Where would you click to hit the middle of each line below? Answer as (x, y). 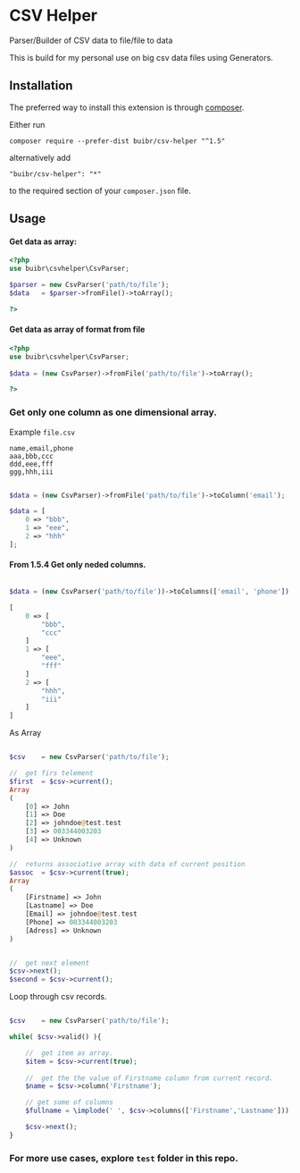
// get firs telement (51, 773)
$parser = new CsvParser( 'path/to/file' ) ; (89, 285)
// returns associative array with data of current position (127, 864)
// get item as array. (70, 1053)
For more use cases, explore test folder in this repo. (124, 1158)
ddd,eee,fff (31, 464)
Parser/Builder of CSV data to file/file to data (91, 40)
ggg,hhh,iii (31, 472)
